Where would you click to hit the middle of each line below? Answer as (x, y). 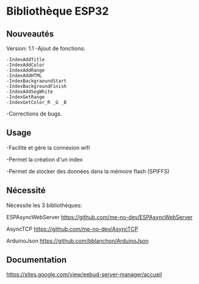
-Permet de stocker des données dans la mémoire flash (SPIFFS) (88, 171)
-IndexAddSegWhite (30, 92)
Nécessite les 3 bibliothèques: (44, 205)
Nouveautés (30, 34)
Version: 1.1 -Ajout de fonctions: (46, 48)
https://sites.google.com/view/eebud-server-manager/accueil (84, 275)
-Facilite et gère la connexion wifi (48, 147)
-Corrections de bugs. (34, 114)
